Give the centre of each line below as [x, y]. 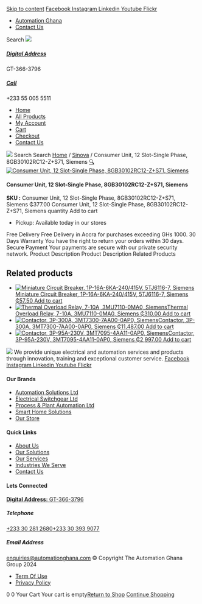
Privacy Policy [33, 582]
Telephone [20, 513]
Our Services [32, 458]
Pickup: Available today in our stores [61, 223]
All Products [30, 116]
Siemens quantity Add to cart [61, 211]
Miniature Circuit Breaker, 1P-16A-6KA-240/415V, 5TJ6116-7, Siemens [102, 294]
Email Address [25, 543]
